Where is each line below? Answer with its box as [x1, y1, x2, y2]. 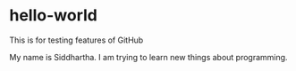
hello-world [9, 5, 98, 26]
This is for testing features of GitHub [9, 35, 144, 45]
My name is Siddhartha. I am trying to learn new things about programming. [9, 51, 288, 62]
